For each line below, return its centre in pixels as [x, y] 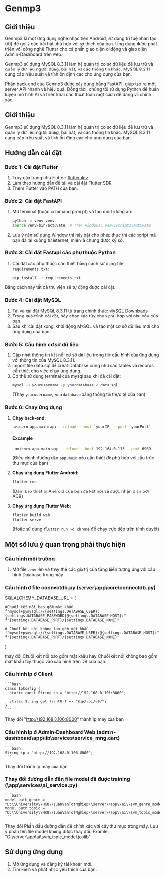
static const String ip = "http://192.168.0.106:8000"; [68, 693]
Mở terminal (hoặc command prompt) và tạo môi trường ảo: [72, 211]
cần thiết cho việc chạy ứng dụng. [47, 371]
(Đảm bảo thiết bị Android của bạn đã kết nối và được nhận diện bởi [81, 491]
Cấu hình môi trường [30, 559]
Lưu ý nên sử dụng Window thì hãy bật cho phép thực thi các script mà [84, 235]
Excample [23, 438]
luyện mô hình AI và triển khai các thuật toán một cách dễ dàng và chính [78, 94]
